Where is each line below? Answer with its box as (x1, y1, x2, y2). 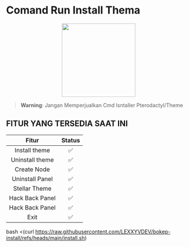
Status (61, 136, 80, 144)
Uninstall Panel (11, 175, 53, 183)
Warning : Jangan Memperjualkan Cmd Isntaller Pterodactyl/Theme (20, 101, 183, 109)
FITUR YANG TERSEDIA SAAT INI (6, 119, 128, 129)
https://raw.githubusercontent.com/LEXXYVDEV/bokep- (35, 228, 171, 235)
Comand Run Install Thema (6, 4, 141, 17)
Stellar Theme (13, 184, 52, 192)
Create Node (14, 165, 50, 173)
